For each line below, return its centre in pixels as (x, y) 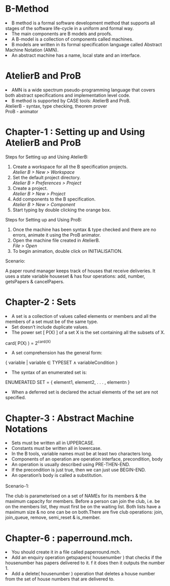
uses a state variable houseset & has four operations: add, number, (75, 276)
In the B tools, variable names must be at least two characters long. (82, 454)
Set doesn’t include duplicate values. (50, 327)
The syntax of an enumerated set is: (49, 372)
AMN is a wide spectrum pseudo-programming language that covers (84, 90)
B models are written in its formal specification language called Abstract (87, 44)
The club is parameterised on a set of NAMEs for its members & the (76, 496)
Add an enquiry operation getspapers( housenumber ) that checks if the (87, 558)
